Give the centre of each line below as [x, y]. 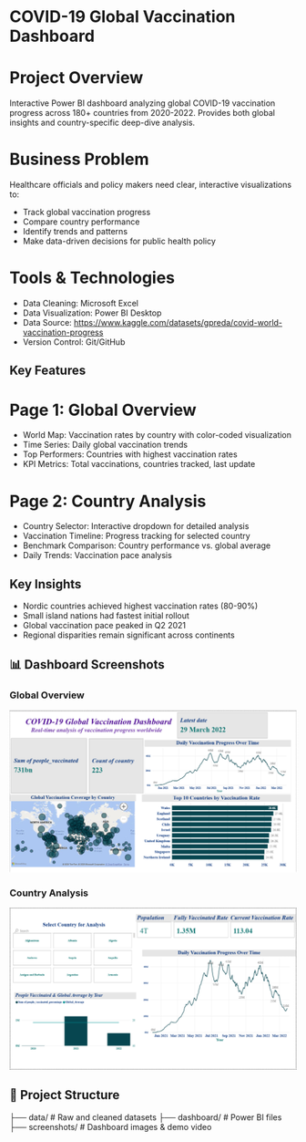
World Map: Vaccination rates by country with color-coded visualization [157, 435]
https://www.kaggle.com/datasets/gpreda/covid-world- [178, 322]
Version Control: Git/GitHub [74, 342]
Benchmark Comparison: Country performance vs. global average [147, 545]
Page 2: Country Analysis [108, 501]
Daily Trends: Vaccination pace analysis [97, 555]
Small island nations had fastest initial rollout [106, 616]
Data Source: [47, 322]
